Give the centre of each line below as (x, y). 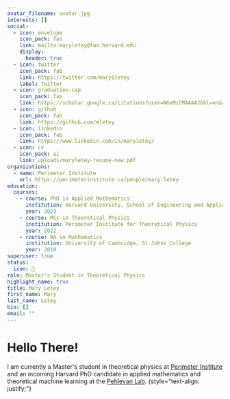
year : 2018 (41, 250)
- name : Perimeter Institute (55, 173)
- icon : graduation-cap (47, 90)
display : (32, 52)
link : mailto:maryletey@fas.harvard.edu (78, 45)
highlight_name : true (38, 282)
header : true (44, 58)
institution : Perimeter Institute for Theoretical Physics (111, 224)
